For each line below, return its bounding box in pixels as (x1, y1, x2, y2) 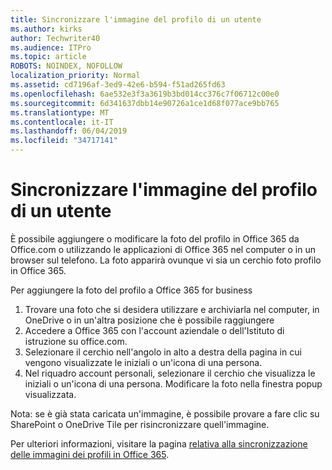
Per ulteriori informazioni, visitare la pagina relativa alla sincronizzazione (10, 437, 308, 450)
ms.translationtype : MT (10, 107, 110, 118)
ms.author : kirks (10, 24, 83, 34)
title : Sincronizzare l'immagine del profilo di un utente (10, 14, 262, 25)
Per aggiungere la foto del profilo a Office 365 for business (10, 284, 253, 296)
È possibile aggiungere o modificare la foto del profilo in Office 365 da (10, 232, 300, 245)
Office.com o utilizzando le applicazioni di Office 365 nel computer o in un (10, 243, 316, 255)
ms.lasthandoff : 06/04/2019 (10, 126, 128, 136)
